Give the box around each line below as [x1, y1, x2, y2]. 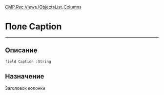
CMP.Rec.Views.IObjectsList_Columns [5, 4, 82, 10]
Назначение [5, 72, 44, 80]
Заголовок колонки [5, 85, 45, 91]
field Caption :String [5, 59, 51, 64]
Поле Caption [5, 21, 62, 32]
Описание [5, 46, 38, 55]
